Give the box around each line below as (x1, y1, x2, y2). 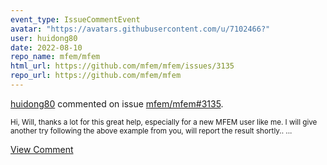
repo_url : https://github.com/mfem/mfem (10, 71, 182, 81)
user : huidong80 (10, 33, 78, 43)
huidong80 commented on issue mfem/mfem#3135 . (10, 97, 224, 110)
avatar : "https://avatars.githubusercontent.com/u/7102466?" (10, 24, 271, 34)
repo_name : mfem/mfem (10, 52, 101, 62)
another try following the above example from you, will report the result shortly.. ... (10, 126, 293, 136)
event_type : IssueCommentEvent (10, 14, 141, 25)
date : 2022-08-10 (10, 42, 83, 53)
